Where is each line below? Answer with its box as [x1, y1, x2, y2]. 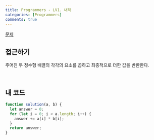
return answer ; [10, 125, 42, 131]
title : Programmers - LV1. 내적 [5, 7, 72, 13]
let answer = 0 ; [10, 107, 44, 112]
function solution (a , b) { [5, 102, 62, 107]
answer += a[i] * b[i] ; [14, 116, 65, 121]
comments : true [5, 17, 37, 22]
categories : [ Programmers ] [5, 12, 62, 17]
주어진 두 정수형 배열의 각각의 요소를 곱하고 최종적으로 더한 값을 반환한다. [5, 62, 149, 68]
